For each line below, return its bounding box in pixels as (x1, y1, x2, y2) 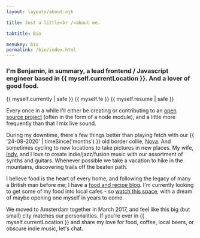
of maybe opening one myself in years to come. (6, 194, 124, 201)
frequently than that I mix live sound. (6, 120, 97, 127)
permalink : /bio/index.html (6, 47, 77, 53)
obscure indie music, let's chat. (6, 225, 84, 232)
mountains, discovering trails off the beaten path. (6, 163, 128, 171)
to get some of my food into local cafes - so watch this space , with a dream (6, 188, 193, 195)
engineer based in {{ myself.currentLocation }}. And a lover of (6, 75, 190, 83)
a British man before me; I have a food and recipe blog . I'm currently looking (6, 182, 194, 189)
